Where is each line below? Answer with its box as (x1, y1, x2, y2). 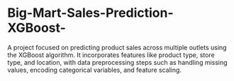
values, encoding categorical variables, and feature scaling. (7, 66, 182, 74)
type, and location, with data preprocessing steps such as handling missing (7, 58, 228, 66)
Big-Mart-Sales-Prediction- (7, 5, 174, 21)
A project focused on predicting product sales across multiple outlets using (7, 43, 227, 51)
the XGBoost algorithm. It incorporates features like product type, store (7, 51, 215, 59)
